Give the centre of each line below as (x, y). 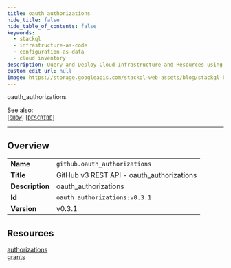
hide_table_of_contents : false (52, 26)
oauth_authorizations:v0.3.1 (104, 198)
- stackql (27, 39)
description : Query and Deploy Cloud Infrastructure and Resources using (115, 65)
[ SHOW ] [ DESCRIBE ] (31, 118)
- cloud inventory (40, 58)
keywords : (21, 33)
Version (24, 209)
